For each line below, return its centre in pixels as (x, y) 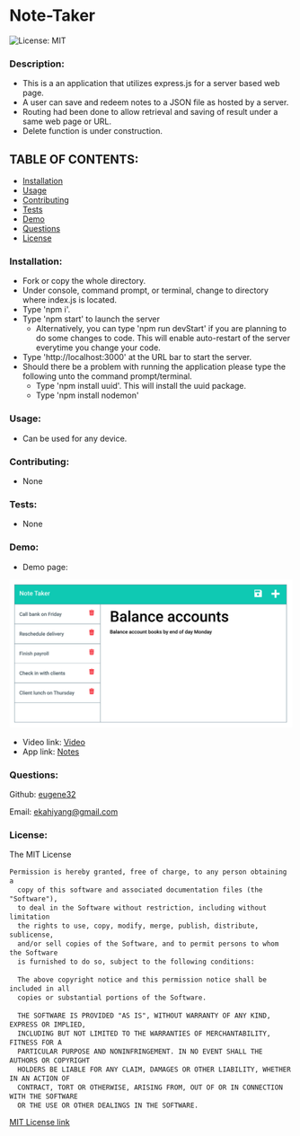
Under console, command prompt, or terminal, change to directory (146, 291)
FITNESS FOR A (36, 1043)
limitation (30, 917)
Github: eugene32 (43, 795)
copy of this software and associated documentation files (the (140, 890)
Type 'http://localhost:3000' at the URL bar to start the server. (137, 357)
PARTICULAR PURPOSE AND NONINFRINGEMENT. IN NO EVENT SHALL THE (140, 1052)
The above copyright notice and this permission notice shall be (142, 980)
